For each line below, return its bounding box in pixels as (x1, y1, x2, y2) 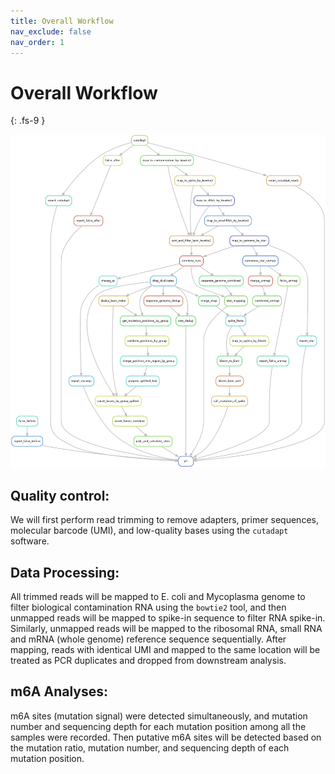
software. (10, 535, 50, 547)
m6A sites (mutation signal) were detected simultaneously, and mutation (10, 710, 308, 722)
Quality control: (10, 487, 110, 504)
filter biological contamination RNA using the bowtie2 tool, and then (10, 601, 287, 614)
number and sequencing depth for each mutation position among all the (10, 720, 307, 732)
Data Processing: (10, 564, 120, 581)
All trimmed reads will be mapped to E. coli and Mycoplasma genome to (10, 591, 306, 603)
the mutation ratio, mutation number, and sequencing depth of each (10, 741, 290, 754)
